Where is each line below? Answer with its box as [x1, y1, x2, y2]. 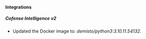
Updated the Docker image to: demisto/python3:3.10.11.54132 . [12, 28, 142, 34]
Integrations [5, 4, 32, 10]
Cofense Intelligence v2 [5, 15, 57, 21]
